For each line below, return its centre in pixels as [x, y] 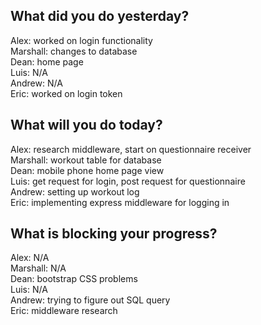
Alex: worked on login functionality [81, 40]
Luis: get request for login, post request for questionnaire [128, 181]
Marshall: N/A [38, 268]
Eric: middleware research [64, 311]
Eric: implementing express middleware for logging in [120, 202]
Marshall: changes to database [74, 51]
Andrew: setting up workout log [75, 191]
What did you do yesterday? [100, 16]
